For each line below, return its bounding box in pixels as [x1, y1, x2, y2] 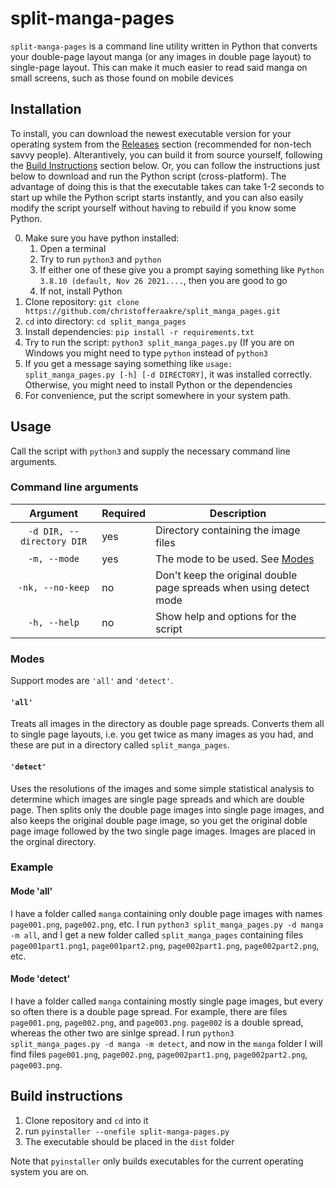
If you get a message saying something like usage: [24, 357, 233, 369]
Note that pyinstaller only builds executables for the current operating [10, 1155, 304, 1167]
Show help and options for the [155, 609, 297, 623]
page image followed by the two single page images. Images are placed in [10, 825, 316, 837]
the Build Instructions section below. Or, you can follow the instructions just [10, 159, 320, 171]
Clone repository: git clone [24, 295, 140, 307]
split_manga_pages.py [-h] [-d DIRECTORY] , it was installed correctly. [24, 368, 313, 380]
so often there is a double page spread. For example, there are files [10, 1005, 288, 1017]
